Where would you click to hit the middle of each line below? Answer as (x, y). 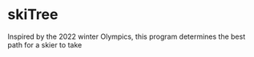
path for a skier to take (45, 44)
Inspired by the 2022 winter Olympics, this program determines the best (127, 36)
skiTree (33, 15)
